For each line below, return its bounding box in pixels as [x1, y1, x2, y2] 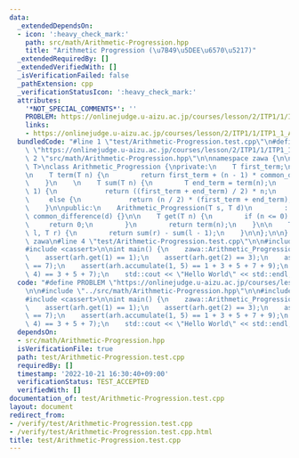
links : [25, 121, 50, 130]
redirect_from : [9, 411, 66, 420]
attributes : [17, 95, 62, 105]
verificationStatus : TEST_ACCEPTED [17, 378, 149, 387]
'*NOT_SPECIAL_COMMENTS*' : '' [25, 104, 138, 113]
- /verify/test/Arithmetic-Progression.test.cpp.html [9, 427, 214, 437]
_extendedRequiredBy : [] [17, 54, 109, 63]
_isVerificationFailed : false [17, 71, 129, 80]
